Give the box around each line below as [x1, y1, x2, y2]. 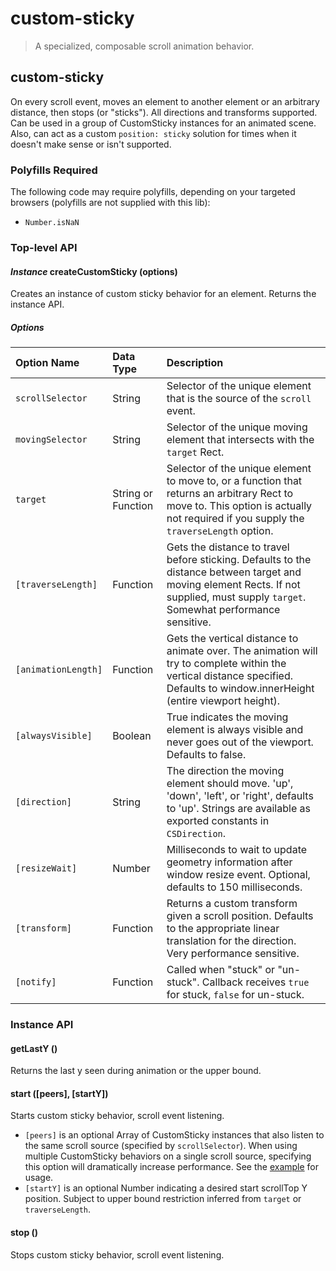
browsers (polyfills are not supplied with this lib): [10, 197, 211, 209]
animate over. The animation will [166, 644, 318, 658]
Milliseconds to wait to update [166, 843, 308, 857]
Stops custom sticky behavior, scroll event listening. [10, 1248, 225, 1261]
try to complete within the [166, 657, 287, 671]
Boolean [112, 729, 152, 743]
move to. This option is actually [166, 499, 313, 513]
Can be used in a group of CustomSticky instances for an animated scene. [10, 117, 317, 129]
